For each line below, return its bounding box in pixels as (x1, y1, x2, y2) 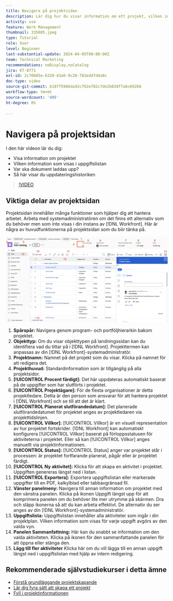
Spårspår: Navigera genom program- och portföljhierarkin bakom (13, 327, 152, 333)
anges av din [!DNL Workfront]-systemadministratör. (13, 507, 125, 513)
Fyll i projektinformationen (13, 590, 69, 596)
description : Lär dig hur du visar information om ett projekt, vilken (6, 13, 162, 19)
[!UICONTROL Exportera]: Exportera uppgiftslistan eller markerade (13, 474, 156, 480)
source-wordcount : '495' (6, 95, 59, 100)
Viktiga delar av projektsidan (6, 196, 100, 205)
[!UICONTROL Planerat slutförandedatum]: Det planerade (13, 403, 138, 410)
